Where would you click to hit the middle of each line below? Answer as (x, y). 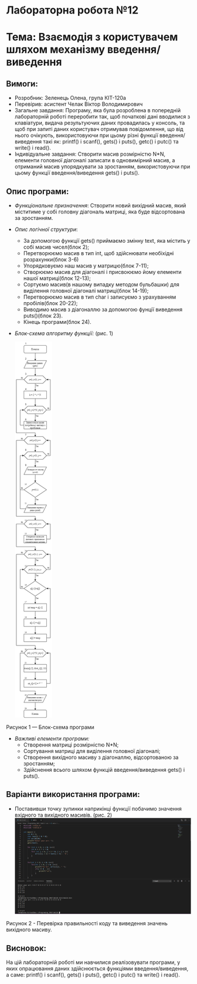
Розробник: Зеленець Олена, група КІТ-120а (70, 98)
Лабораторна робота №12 (72, 10)
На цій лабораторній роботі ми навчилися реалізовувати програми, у (93, 962)
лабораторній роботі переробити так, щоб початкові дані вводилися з (102, 117)
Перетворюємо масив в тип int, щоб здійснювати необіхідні (98, 253)
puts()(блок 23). (43, 316)
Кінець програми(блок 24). (57, 322)
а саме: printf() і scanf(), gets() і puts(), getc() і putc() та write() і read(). (93, 975)
